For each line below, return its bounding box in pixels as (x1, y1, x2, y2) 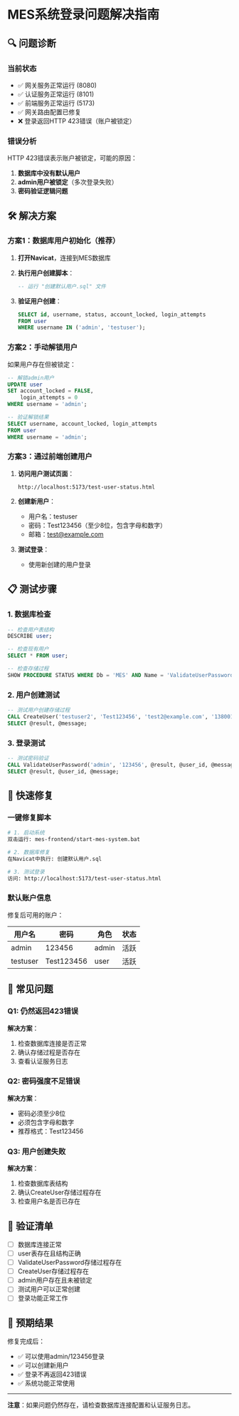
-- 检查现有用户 (7, 646, 49, 653)
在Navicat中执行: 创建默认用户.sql (7, 855, 102, 862)
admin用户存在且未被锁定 (17, 1276, 92, 1285)
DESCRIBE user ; (7, 633, 53, 640)
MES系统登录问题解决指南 (7, 6, 160, 23)
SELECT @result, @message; (7, 720, 87, 727)
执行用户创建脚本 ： (17, 268, 75, 277)
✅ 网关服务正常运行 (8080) (17, 81, 97, 89)
